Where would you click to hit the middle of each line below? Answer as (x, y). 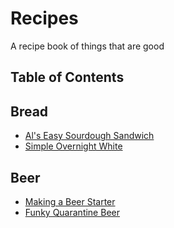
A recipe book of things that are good (87, 46)
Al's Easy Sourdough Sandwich (89, 136)
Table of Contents (67, 77)
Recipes (44, 18)
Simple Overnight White (73, 146)
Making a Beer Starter (70, 201)
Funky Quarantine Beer (72, 212)
